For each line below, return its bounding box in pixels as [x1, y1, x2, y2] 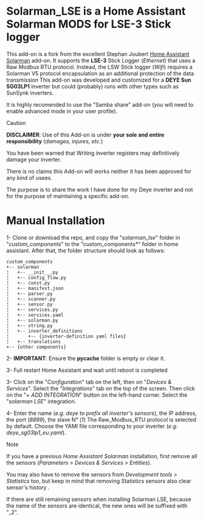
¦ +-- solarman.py [6, 317, 59, 324]
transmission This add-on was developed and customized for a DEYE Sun [6, 76, 191, 83]
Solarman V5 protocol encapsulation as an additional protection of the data [6, 69, 194, 77]
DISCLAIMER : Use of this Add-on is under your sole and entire [6, 131, 165, 138]
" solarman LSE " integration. [6, 397, 77, 405]
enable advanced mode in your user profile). [6, 107, 118, 115]
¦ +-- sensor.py [6, 301, 53, 307]
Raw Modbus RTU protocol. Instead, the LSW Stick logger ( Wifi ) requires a [6, 63, 193, 71]
